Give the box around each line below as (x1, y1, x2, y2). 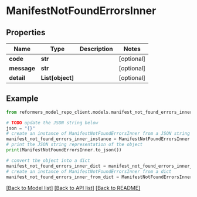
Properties (6, 28, 46, 38)
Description (79, 45, 113, 53)
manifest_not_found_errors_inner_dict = (6, 163, 107, 169)
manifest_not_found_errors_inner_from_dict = (6, 174, 119, 180)
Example (6, 94, 39, 104)
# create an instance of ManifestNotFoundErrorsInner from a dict (6, 168, 172, 174)
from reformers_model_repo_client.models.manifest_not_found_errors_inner (6, 109, 193, 115)
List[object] (40, 74, 74, 81)
